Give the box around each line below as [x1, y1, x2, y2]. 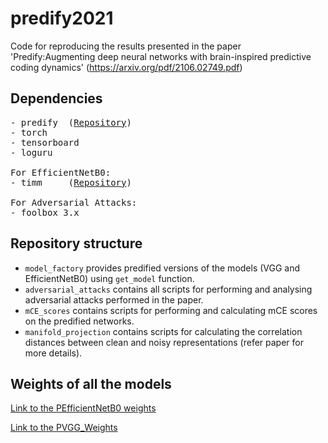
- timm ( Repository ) [10, 177, 132, 188]
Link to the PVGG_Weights [10, 422, 118, 434]
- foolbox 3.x [10, 207, 80, 218]
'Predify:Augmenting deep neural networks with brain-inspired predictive [10, 50, 312, 62]
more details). [24, 347, 83, 359]
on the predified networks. [24, 315, 135, 327]
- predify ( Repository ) [10, 117, 132, 128]
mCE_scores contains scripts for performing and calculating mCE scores [24, 304, 318, 316]
